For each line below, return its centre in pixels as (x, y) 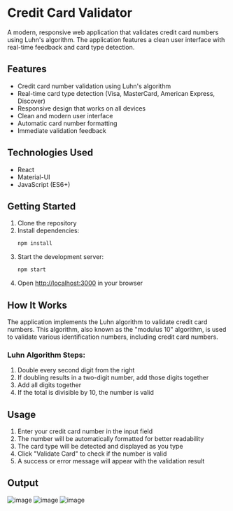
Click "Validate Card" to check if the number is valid (92, 454)
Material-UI (34, 177)
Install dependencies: (48, 231)
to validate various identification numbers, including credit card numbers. (113, 337)
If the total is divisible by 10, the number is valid (85, 393)
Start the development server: (61, 257)
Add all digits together (49, 385)
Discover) (31, 101)
